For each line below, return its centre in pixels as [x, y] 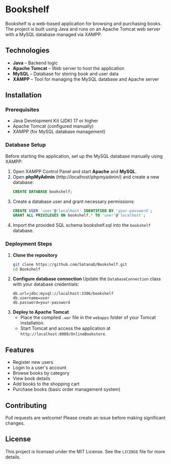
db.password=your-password [41, 303]
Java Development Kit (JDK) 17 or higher [55, 121]
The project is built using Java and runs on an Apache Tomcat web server [83, 29]
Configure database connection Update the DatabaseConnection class [87, 279]
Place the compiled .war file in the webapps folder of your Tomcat [88, 317]
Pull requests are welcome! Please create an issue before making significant [86, 418]
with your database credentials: [46, 284]
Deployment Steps [29, 244]
